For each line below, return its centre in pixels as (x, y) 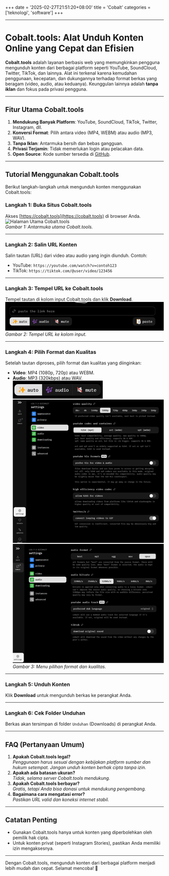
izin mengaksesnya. (33, 848)
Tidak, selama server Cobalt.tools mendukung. (61, 778)
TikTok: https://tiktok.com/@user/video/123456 (62, 271)
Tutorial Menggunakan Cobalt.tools (62, 175)
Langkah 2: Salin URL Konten (41, 244)
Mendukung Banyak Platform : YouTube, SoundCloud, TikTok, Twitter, (85, 122)
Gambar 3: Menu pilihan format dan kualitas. (59, 666)
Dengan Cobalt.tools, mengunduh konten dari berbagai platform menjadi (80, 863)
